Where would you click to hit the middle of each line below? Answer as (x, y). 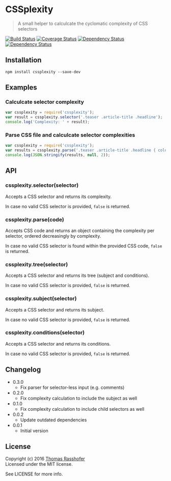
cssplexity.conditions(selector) (45, 333)
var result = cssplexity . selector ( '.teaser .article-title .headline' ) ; (84, 117)
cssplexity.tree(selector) (37, 264)
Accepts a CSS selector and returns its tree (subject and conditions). (77, 275)
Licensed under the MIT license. (39, 464)
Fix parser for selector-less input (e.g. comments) (72, 387)
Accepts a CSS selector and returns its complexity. (59, 196)
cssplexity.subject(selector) (41, 299)
